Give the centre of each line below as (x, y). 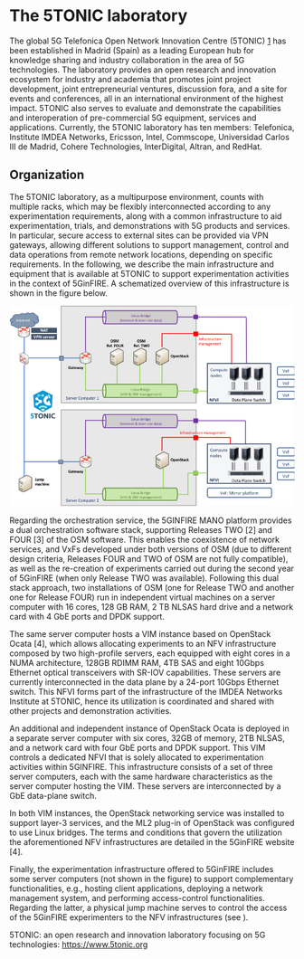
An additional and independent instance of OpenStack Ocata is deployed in (149, 728)
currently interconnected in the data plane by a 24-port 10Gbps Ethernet (144, 682)
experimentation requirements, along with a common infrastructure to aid (146, 216)
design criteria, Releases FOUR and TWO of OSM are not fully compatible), (149, 558)
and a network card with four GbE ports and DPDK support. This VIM (138, 747)
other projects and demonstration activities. (90, 710)
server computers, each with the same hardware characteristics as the (141, 776)
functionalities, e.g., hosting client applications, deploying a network (137, 888)
